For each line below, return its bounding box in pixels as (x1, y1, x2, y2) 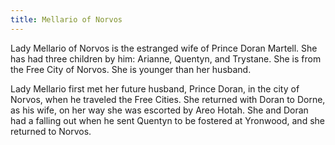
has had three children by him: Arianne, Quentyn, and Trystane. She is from (10, 52, 322, 65)
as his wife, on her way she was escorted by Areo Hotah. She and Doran (10, 104, 309, 116)
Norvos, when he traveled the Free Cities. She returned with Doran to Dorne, (10, 93, 326, 105)
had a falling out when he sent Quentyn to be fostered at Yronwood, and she (10, 114, 325, 126)
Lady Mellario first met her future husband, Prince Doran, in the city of (10, 82, 300, 95)
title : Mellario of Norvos (10, 14, 123, 25)
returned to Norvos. (10, 125, 92, 137)
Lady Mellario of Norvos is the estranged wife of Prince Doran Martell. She (10, 42, 318, 54)
